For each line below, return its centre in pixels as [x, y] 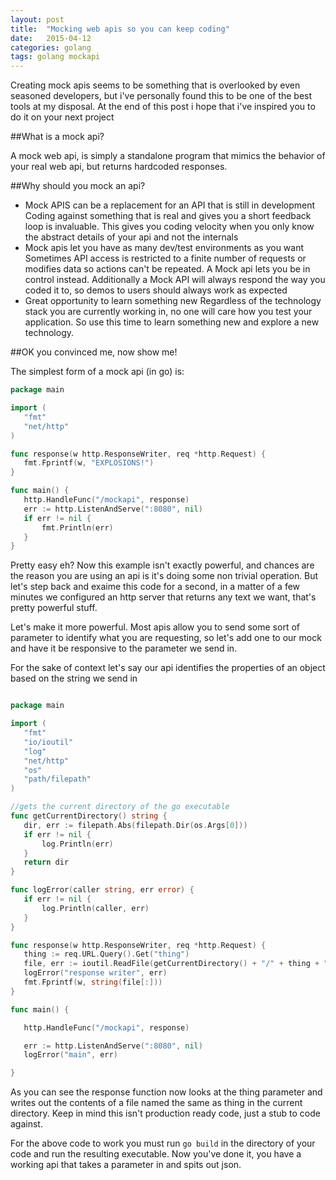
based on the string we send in [74, 678]
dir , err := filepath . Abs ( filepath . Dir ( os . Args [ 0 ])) [135, 825]
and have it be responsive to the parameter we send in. [124, 648]
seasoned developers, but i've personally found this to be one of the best [161, 96]
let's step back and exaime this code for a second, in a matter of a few [155, 587]
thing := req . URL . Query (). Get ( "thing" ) [106, 954]
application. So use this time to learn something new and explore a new [172, 322]
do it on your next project [62, 117]
